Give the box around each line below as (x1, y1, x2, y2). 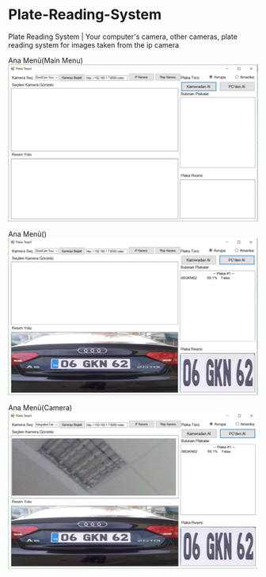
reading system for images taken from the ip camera (8, 40, 180, 49)
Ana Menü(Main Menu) (8, 56, 83, 65)
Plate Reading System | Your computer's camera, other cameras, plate (8, 32, 237, 41)
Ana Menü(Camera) (8, 402, 73, 412)
